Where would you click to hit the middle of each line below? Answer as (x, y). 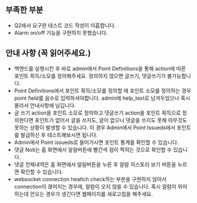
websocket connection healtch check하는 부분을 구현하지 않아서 (90, 179)
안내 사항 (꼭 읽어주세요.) (48, 53)
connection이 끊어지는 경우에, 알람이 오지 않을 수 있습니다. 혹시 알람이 (95, 186)
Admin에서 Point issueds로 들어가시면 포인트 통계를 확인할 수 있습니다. (96, 142)
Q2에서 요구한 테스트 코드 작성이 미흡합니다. (65, 25)
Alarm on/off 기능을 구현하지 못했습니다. (61, 32)
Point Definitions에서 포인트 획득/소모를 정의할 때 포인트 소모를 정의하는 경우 (103, 90)
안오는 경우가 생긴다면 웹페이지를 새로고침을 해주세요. (91, 194)
